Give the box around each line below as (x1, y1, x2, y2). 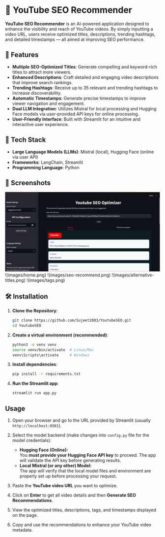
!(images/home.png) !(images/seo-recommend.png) (5, 272, 111, 278)
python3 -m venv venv (12, 342, 57, 347)
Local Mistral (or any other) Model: (19, 463, 92, 469)
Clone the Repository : (12, 308, 58, 314)
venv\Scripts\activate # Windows (12, 352, 90, 358)
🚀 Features (5, 51, 39, 59)
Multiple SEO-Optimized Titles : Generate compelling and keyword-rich (12, 64, 157, 69)
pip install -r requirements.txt (12, 371, 81, 376)
